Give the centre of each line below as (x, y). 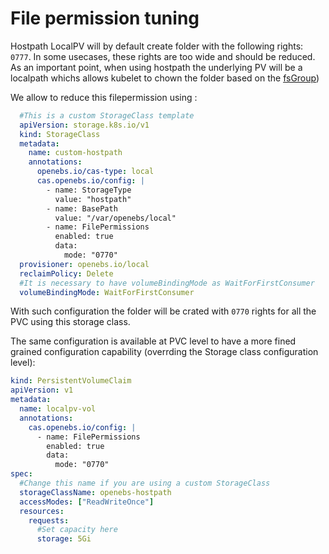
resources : (42, 511)
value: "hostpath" (93, 199)
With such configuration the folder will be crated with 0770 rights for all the (163, 311)
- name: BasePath (82, 208)
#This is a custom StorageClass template (107, 115)
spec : (21, 474)
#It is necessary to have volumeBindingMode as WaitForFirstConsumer (167, 283)
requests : (49, 520)
